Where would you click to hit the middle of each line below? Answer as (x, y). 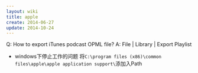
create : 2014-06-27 (30, 22)
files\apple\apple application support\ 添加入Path (78, 64)
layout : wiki (22, 11)
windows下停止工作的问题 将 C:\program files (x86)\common (88, 57)
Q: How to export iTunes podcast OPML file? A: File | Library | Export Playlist (99, 44)
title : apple (22, 17)
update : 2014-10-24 (30, 28)
